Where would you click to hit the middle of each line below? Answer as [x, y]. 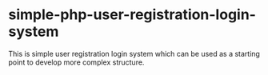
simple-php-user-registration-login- [132, 15]
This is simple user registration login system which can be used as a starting [134, 53]
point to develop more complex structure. [76, 62]
